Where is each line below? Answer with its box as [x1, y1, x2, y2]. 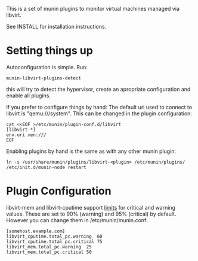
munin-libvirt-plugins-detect [6, 75, 82, 81]
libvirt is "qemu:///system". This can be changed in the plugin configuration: [6, 110, 193, 117]
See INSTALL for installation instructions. [6, 23, 107, 30]
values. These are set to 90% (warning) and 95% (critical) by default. [6, 210, 177, 217]
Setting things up [6, 44, 94, 57]
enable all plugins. [6, 92, 51, 99]
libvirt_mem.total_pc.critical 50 [6, 249, 92, 255]
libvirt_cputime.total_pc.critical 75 [6, 238, 103, 244]
